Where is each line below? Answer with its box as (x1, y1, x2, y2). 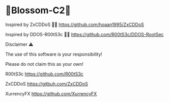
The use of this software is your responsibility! (5, 51, 103, 57)
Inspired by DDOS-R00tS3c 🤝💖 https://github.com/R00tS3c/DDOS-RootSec (5, 31, 164, 37)
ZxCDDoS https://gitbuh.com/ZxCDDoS (5, 81, 88, 87)
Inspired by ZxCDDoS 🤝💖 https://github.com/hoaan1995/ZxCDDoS (5, 21, 144, 28)
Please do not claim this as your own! (5, 61, 84, 67)
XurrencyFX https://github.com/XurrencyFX (5, 90, 97, 96)
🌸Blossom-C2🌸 (5, 5, 71, 16)
